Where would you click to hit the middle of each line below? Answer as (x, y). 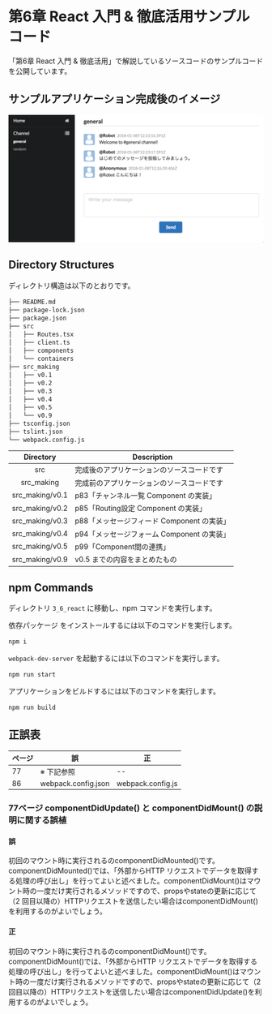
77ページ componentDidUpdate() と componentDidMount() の (132, 808)
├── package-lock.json (47, 310)
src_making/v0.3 (40, 521)
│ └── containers (41, 359)
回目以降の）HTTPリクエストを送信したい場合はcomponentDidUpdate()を (132, 991)
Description (153, 457)
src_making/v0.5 (40, 546)
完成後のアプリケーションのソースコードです (149, 470)
